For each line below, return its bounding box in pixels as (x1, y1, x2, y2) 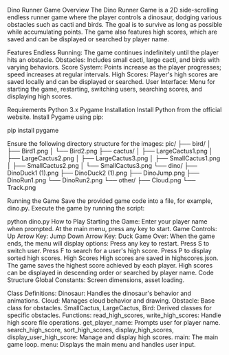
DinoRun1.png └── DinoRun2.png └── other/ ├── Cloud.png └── (7, 176, 196, 184)
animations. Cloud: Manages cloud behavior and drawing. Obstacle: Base (7, 297, 215, 305)
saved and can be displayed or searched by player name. (7, 35, 170, 43)
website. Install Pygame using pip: (7, 113, 104, 121)
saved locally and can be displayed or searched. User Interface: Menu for (7, 78, 215, 85)
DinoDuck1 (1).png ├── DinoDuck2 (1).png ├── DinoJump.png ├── (7, 169, 199, 177)
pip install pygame (7, 127, 59, 134)
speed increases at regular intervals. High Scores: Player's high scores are (7, 70, 219, 78)
